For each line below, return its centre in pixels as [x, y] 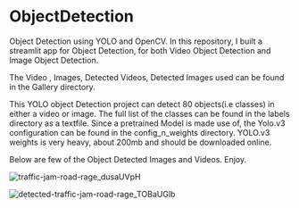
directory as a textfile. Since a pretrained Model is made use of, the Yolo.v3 [147, 123]
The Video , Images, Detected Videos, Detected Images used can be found [147, 77]
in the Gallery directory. [52, 87]
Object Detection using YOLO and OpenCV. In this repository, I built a [136, 41]
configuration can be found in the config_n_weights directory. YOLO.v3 [140, 132]
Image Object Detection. [54, 60]
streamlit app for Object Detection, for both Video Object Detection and [140, 50]
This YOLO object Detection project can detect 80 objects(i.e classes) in [142, 104]
